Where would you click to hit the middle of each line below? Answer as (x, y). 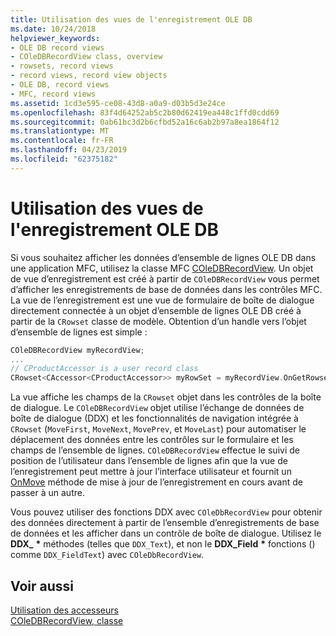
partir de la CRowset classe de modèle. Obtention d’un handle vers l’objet (158, 321)
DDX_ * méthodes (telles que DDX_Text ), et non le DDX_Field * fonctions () (163, 544)
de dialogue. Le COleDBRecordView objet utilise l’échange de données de (157, 408)
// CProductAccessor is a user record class (104, 369)
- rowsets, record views (62, 66)
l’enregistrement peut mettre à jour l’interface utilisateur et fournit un (151, 472)
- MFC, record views (53, 94)
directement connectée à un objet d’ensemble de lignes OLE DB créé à (156, 310)
